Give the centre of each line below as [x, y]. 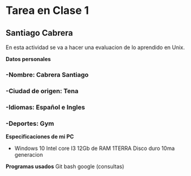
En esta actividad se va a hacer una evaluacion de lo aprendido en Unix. [95, 47]
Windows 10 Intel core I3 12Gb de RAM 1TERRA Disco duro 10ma [95, 148]
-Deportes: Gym [30, 123]
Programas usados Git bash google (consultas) [65, 166]
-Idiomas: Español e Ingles [45, 107]
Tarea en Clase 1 [47, 11]
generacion [29, 155]
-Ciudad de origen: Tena [42, 91]
